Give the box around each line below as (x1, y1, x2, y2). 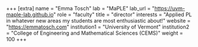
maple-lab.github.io (6, 11, 54, 18)
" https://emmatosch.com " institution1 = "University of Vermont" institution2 (6, 23, 190, 30)
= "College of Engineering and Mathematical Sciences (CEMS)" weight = (6, 30, 183, 37)
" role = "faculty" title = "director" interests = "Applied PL (53, 11, 192, 18)
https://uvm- (154, 5, 185, 12)
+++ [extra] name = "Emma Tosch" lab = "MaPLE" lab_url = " (6, 5, 155, 12)
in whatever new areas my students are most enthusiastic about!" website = (6, 17, 191, 24)
